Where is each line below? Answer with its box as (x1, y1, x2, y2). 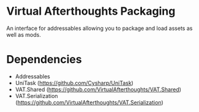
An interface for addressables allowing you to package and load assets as (6, 24, 193, 32)
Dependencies (6, 53, 82, 67)
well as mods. (6, 31, 41, 38)
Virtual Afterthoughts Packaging (6, 4, 176, 18)
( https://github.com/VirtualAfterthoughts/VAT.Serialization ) (15, 99, 163, 106)
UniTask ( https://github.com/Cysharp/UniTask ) (15, 79, 133, 86)
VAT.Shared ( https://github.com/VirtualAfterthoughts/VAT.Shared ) (15, 86, 182, 93)
